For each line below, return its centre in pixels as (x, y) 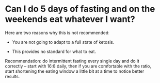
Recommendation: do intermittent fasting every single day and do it (72, 61)
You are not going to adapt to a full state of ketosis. (63, 42)
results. (13, 76)
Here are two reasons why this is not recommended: (57, 33)
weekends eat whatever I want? (70, 19)
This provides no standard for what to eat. (54, 51)
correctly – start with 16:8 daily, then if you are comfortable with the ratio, (78, 66)
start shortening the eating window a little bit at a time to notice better (75, 71)
